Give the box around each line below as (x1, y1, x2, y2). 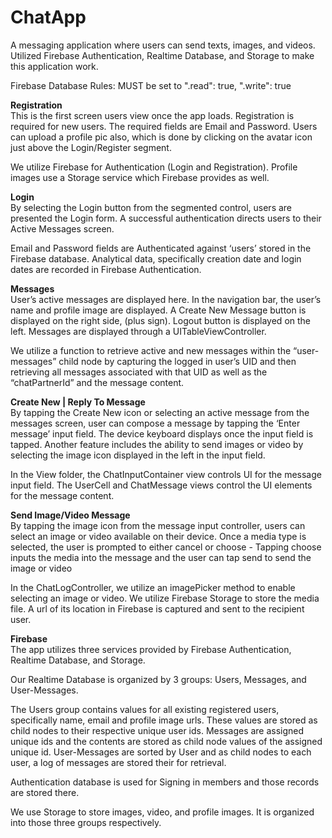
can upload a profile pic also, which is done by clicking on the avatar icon (10, 131, 313, 143)
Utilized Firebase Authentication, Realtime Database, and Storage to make (10, 49, 315, 61)
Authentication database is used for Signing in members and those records (10, 776, 320, 788)
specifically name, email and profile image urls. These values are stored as (10, 714, 318, 726)
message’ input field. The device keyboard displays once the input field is (10, 427, 314, 440)
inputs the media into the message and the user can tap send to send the (10, 551, 312, 563)
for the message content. (10, 489, 115, 501)
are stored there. (10, 786, 80, 798)
